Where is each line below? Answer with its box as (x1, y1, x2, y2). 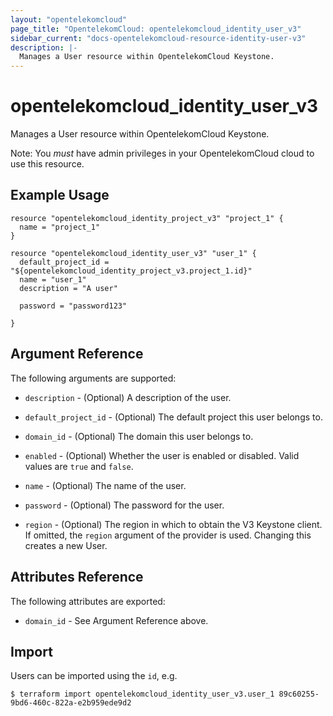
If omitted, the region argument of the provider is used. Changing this (24, 529, 312, 541)
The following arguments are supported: (10, 372, 177, 384)
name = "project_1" (19, 222, 101, 232)
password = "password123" (19, 301, 128, 311)
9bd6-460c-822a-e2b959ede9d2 (10, 698, 132, 708)
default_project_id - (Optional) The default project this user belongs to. (24, 411, 323, 423)
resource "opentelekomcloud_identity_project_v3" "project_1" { (10, 213, 284, 223)
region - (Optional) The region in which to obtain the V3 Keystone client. (24, 518, 323, 530)
